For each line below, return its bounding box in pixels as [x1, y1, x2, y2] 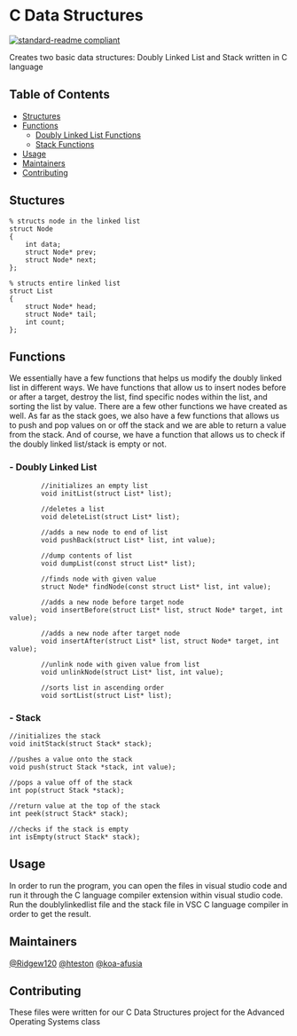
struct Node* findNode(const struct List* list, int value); [41, 582, 272, 591]
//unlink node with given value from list [41, 660, 200, 668]
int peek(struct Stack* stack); [9, 809, 129, 818]
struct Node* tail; [25, 310, 98, 319]
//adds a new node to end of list [41, 527, 168, 537]
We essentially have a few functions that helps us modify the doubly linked [9, 373, 282, 384]
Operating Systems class [9, 1016, 100, 1027]
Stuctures [9, 193, 65, 209]
